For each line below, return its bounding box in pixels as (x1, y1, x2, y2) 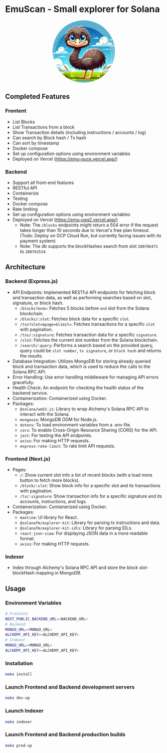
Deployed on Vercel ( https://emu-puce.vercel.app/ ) (12, 156, 118, 162)
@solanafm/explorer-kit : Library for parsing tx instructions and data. (19, 520, 161, 526)
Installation (5, 660, 33, 667)
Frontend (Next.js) (5, 455, 51, 462)
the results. (19, 353, 43, 359)
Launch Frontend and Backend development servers (5, 683, 135, 690)
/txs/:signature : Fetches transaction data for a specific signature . (19, 332, 158, 338)
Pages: (12, 466, 27, 472)
